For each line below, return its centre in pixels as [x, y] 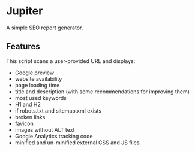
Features [23, 46]
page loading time [37, 85]
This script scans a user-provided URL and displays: [71, 61]
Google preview [34, 73]
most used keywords [41, 98]
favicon [24, 123]
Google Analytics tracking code [54, 136]
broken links [30, 117]
